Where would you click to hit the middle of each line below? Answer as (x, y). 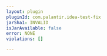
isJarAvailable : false (34, 28)
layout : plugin (25, 11)
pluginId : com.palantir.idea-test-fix (53, 17)
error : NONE (21, 34)
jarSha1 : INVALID (27, 22)
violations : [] (25, 39)
